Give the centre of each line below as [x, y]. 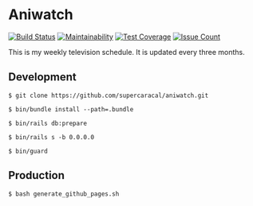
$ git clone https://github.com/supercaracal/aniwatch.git [109, 95]
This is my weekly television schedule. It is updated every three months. [126, 52]
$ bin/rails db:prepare [48, 123]
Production [37, 175]
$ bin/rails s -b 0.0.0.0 [51, 137]
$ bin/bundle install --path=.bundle [71, 109]
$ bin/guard [28, 151]
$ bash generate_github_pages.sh [64, 194]
